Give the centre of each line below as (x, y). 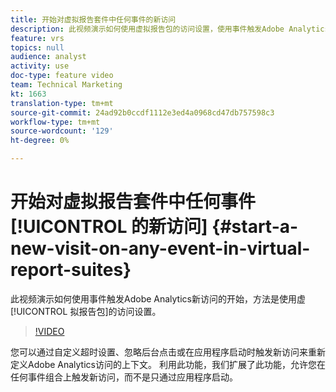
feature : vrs (37, 38)
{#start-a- (255, 227)
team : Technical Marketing (66, 85)
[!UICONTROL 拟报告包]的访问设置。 (86, 311)
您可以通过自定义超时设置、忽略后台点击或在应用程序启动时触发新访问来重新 (168, 352)
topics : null (37, 47)
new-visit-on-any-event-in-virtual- (160, 248)
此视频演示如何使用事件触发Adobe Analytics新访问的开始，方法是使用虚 (158, 298)
